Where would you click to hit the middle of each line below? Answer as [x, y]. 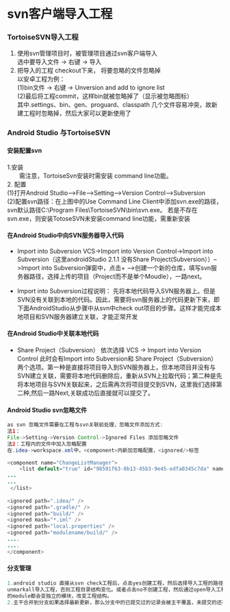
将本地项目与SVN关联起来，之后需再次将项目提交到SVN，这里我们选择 [117, 384]
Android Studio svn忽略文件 [47, 410]
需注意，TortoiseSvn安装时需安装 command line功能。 [96, 175]
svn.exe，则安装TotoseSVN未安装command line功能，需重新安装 [99, 218]
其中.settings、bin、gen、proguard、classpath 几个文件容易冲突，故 [114, 105]
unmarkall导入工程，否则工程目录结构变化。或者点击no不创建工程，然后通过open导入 [112, 589]
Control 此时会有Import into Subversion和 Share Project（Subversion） [117, 359]
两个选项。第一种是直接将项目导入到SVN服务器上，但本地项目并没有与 [116, 367]
